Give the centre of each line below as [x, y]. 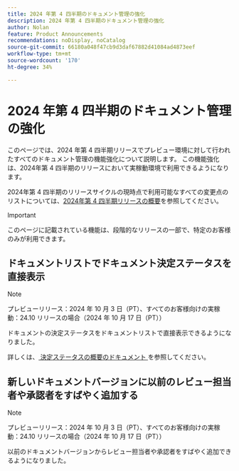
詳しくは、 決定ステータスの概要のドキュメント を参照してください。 [109, 357]
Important [22, 215]
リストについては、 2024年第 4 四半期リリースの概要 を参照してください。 [115, 201]
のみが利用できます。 [38, 238]
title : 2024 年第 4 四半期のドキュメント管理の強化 [76, 14]
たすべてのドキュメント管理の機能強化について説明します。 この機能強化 [113, 158]
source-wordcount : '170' [44, 61]
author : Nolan [28, 27]
